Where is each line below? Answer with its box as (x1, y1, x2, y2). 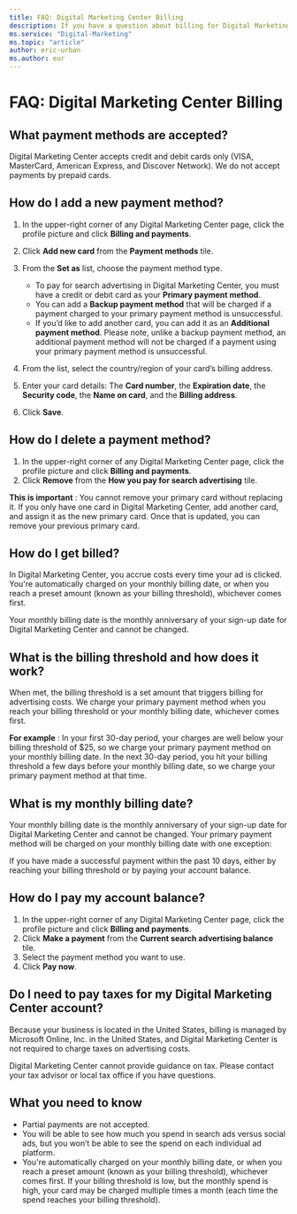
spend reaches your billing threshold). (21, 1194, 161, 1205)
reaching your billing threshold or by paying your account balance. (9, 865, 252, 875)
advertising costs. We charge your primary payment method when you (9, 696, 267, 707)
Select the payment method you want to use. (21, 952, 186, 962)
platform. (21, 1147, 56, 1157)
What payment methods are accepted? (9, 128, 228, 143)
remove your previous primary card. (9, 520, 140, 531)
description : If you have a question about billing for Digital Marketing (9, 21, 291, 30)
